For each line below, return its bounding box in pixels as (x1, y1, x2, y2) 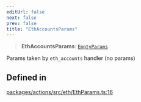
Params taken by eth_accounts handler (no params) (6, 54, 136, 62)
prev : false (6, 20, 37, 26)
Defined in (6, 72, 47, 82)
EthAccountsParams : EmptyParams (21, 43, 108, 50)
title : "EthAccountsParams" (6, 26, 78, 32)
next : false (6, 15, 37, 21)
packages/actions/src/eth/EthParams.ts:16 (6, 89, 113, 96)
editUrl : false (6, 9, 45, 15)
